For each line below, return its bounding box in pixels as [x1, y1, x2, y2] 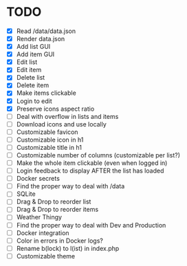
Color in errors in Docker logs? [16, 236, 104, 245]
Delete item [16, 81, 49, 89]
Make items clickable [16, 89, 76, 97]
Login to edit [16, 97, 52, 105]
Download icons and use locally [16, 120, 107, 128]
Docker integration [16, 228, 69, 237]
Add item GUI [16, 50, 55, 58]
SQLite [16, 190, 36, 198]
